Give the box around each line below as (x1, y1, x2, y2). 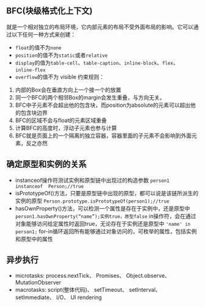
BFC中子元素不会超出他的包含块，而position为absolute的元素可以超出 (15, 101, 191, 109)
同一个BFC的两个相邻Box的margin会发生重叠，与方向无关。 (15, 93, 165, 101)
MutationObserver (15, 279, 62, 286)
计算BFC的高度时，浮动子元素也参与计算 (15, 124, 117, 131)
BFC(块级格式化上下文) (6, 5, 93, 16)
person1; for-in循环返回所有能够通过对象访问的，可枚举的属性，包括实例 (15, 228, 197, 235)
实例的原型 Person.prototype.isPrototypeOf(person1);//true (15, 197, 170, 204)
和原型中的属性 (15, 235, 53, 242)
